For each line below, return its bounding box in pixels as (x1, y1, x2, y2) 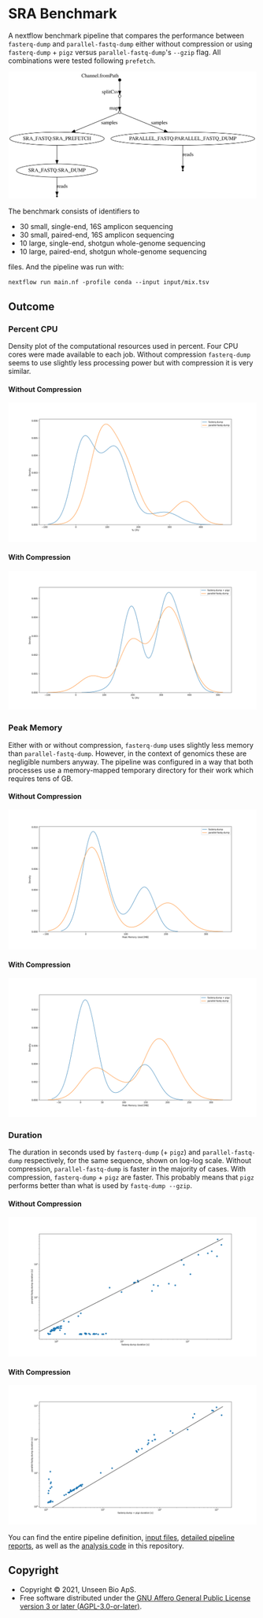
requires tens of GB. (8, 773, 73, 783)
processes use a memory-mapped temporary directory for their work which (8, 765, 254, 775)
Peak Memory (8, 722, 63, 733)
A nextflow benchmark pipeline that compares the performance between (8, 31, 244, 40)
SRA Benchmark (8, 5, 117, 23)
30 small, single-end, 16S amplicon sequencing (19, 222, 173, 231)
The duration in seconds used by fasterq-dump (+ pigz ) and (8, 1147, 201, 1157)
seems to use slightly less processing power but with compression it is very (8, 358, 254, 368)
